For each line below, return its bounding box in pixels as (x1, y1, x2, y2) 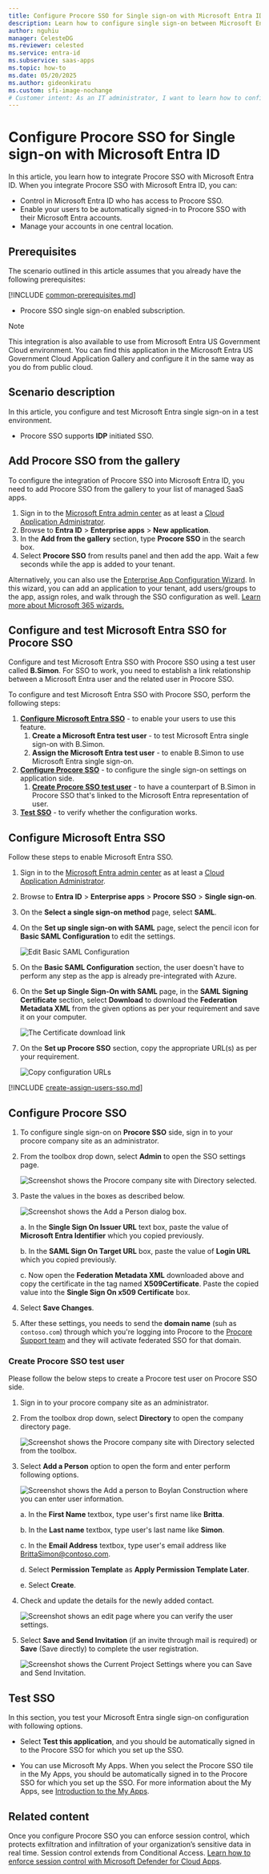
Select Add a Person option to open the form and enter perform (19, 1462, 231, 1471)
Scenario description (8, 386, 115, 400)
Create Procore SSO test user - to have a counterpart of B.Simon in (31, 782, 256, 792)
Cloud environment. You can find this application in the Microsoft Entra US (8, 346, 254, 355)
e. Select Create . (19, 1580, 76, 1590)
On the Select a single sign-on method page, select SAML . (19, 907, 218, 917)
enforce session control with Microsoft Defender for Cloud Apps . (8, 1856, 223, 1866)
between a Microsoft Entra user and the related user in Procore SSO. (8, 675, 235, 684)
